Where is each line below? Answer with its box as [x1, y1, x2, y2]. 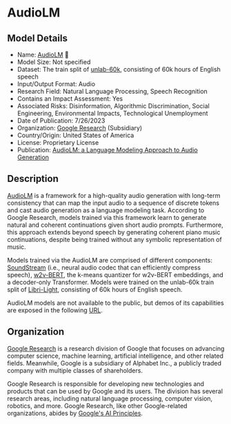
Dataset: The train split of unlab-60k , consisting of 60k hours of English [17, 65, 221, 73]
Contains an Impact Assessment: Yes [17, 94, 123, 103]
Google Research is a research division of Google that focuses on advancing [7, 344, 225, 352]
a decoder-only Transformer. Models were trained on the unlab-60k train [7, 278, 214, 286]
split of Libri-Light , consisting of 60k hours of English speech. [7, 285, 183, 294]
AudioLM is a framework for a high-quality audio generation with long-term [7, 191, 221, 199]
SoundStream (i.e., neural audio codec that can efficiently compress [7, 263, 201, 272]
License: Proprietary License [17, 139, 99, 146]
